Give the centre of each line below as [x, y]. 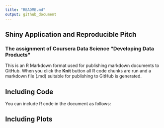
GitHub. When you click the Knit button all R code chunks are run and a [78, 71]
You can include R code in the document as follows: [58, 104]
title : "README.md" [25, 10]
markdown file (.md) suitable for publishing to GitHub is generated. [74, 76]
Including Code [29, 92]
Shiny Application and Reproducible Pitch [71, 34]
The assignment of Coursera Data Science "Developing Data [80, 49]
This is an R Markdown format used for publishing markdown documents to [82, 65]
